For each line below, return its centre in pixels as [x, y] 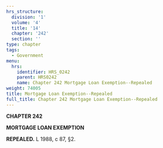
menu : [13, 61]
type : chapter [24, 45]
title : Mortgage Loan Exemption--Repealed [59, 94]
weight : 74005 [24, 88]
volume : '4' [26, 22]
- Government [28, 55]
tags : [13, 50]
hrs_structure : [25, 11]
